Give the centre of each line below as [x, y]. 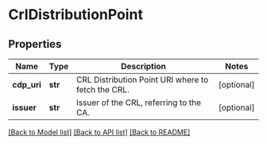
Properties [35, 44]
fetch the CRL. [103, 90]
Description [143, 66]
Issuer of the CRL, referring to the [139, 103]
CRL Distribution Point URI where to [143, 80]
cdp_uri [27, 85]
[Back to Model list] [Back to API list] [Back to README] [99, 132]
